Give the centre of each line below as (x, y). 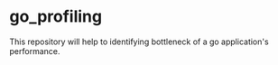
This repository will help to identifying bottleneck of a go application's (139, 42)
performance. (35, 51)
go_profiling (56, 17)
